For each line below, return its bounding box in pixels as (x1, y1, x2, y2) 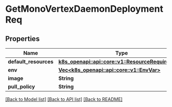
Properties (5, 34, 40, 43)
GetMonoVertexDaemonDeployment (5, 3, 164, 15)
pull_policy (8, 83, 35, 90)
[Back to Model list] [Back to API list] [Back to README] (5, 96, 123, 102)
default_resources (8, 58, 54, 65)
